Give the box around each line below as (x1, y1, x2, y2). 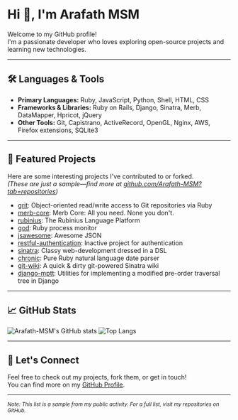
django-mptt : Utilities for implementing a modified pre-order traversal (17, 269, 220, 277)
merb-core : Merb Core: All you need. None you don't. (17, 208, 175, 217)
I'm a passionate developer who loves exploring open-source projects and (7, 37, 225, 45)
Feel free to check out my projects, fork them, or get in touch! (7, 373, 187, 382)
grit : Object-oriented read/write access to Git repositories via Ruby (17, 200, 212, 209)
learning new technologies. (7, 45, 86, 53)
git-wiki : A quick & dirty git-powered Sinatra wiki (17, 261, 159, 269)
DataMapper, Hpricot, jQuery (17, 110, 103, 119)
